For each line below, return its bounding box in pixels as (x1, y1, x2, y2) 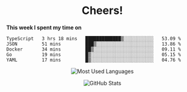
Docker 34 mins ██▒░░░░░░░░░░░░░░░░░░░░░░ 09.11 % (6, 46, 182, 52)
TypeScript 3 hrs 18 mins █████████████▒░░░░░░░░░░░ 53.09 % (6, 35, 182, 41)
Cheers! (81, 4, 124, 18)
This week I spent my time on (6, 24, 82, 31)
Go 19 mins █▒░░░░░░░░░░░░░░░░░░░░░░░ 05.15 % (6, 51, 182, 58)
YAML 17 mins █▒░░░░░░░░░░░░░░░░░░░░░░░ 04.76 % (6, 57, 182, 63)
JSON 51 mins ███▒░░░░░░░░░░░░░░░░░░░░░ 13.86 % (6, 41, 182, 47)
